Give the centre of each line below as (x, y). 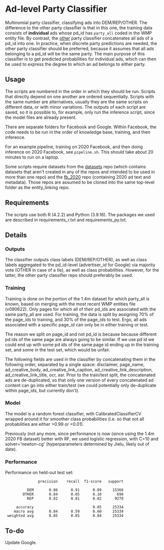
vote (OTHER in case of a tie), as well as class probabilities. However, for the (82, 270)
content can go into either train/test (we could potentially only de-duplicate (81, 385)
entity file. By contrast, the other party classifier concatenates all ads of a (79, 38)
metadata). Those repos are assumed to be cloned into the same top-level (80, 182)
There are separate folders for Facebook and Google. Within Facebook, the (81, 127)
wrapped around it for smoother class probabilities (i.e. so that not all (75, 419)
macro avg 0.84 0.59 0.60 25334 (69, 512)
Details (16, 235)
